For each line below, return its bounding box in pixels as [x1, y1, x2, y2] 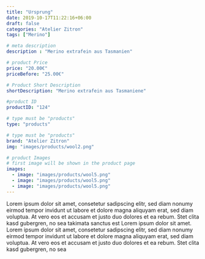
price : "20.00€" [6, 65, 48, 71]
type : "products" [6, 121, 51, 127]
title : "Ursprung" [6, 9, 53, 15]
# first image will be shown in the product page [6, 160, 136, 167]
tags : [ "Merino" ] [6, 32, 51, 38]
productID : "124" [6, 105, 51, 111]
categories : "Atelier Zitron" [6, 26, 84, 32]
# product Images [6, 154, 51, 161]
